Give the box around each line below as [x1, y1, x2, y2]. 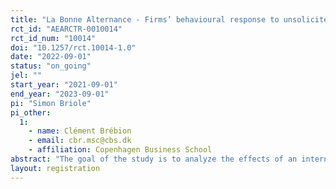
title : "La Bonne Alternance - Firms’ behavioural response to [10, 14, 280, 25]
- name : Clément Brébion [28, 126, 132, 136]
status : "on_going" [10, 61, 92, 71]
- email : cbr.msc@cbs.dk [28, 136, 132, 146]
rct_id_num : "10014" [10, 33, 97, 43]
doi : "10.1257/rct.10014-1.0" [10, 42, 137, 53]
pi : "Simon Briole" [10, 98, 92, 108]
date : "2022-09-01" [10, 52, 92, 62]
